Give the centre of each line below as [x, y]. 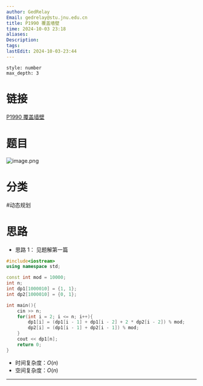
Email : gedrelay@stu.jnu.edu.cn [47, 18]
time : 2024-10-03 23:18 [36, 29]
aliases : [17, 34]
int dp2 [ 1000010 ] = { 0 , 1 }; [42, 294]
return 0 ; [30, 345]
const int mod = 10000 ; [36, 278]
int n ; [14, 283]
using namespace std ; [34, 267]
